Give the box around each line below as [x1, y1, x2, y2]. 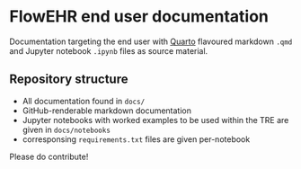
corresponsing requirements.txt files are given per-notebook [22, 133, 251, 145]
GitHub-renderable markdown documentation [22, 105, 191, 116]
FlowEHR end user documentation [9, 6, 270, 27]
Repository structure [9, 72, 128, 87]
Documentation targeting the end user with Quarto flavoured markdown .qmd [9, 36, 293, 47]
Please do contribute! [9, 151, 89, 162]
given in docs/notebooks [22, 124, 111, 135]
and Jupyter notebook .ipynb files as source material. [9, 45, 208, 56]
